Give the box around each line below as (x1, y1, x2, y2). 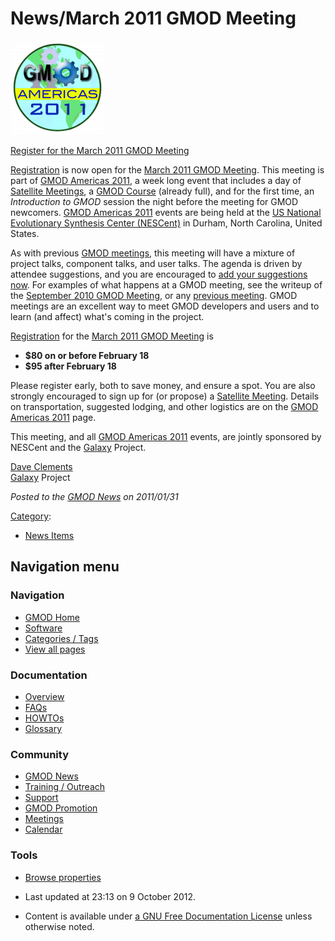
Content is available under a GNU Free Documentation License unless (24, 910, 313, 922)
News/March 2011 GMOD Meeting (10, 7, 297, 30)
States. (10, 227, 40, 239)
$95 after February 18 (24, 360, 117, 372)
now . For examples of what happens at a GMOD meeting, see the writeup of (10, 278, 323, 291)
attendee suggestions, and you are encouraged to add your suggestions (10, 268, 308, 280)
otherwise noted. (24, 920, 95, 932)
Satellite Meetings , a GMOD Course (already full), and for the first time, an (10, 185, 315, 197)
